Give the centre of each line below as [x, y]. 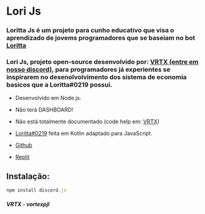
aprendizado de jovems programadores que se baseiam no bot [101, 38]
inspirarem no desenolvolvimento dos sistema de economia [97, 77]
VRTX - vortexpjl [28, 204]
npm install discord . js [37, 190]
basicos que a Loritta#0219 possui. [59, 85]
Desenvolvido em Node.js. [48, 98]
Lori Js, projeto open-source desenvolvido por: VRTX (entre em [103, 62]
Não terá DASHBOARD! [44, 110]
